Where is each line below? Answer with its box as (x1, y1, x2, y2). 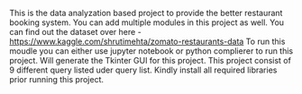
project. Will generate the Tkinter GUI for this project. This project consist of (9, 56, 291, 65)
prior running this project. (9, 74, 104, 84)
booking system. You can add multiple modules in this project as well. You (9, 17, 285, 28)
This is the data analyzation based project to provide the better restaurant (9, 8, 283, 18)
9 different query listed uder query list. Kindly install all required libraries (9, 64, 278, 75)
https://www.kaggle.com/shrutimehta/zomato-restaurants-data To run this (9, 36, 286, 47)
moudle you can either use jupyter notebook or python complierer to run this (9, 46, 294, 56)
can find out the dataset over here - (9, 27, 142, 37)
